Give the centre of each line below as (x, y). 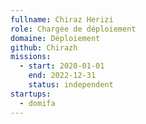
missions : (31, 57)
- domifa (37, 103)
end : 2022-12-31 (62, 76)
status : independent (71, 85)
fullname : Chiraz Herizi (62, 19)
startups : (31, 94)
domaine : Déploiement (55, 38)
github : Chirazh (44, 47)
